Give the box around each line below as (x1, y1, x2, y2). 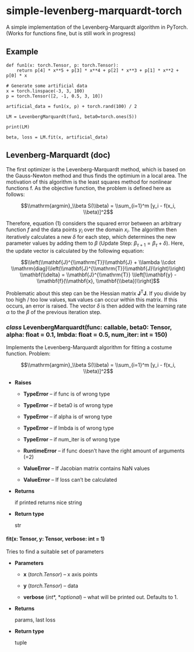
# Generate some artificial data (6, 83, 88, 89)
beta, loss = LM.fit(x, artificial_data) (6, 134, 109, 140)
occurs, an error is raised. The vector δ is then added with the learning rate (6, 302, 187, 309)
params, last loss (14, 616, 56, 623)
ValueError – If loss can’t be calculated (23, 477, 117, 484)
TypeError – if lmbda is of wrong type (23, 424, 114, 432)
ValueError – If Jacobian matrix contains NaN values (23, 465, 150, 472)
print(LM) (6, 124, 30, 130)
